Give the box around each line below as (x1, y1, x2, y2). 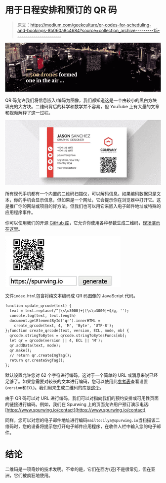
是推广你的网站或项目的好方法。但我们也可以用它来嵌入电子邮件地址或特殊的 (5, 203, 161, 209)
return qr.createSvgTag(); (9, 358, 65, 363)
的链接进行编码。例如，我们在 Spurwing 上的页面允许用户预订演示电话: (5, 401, 150, 407)
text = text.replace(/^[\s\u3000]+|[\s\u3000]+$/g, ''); (9, 308, 129, 313)
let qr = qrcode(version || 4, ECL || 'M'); (9, 338, 103, 343)
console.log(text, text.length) (9, 313, 77, 318)
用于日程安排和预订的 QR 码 (5, 4, 117, 16)
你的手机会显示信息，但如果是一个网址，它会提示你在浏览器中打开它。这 (13, 197, 161, 203)
